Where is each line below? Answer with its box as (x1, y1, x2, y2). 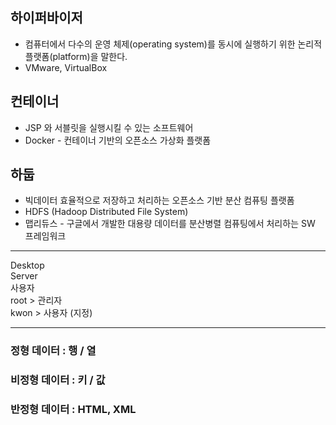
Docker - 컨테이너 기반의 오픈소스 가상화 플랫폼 (24, 134, 212, 146)
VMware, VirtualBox (24, 61, 108, 73)
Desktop (10, 259, 45, 272)
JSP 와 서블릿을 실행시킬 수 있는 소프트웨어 (24, 121, 194, 133)
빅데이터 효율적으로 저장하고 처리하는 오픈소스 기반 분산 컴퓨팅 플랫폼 (24, 194, 295, 207)
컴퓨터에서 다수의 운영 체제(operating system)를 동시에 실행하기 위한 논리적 (24, 38, 323, 50)
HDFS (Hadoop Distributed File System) (24, 206, 189, 218)
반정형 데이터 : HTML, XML (10, 403, 137, 417)
